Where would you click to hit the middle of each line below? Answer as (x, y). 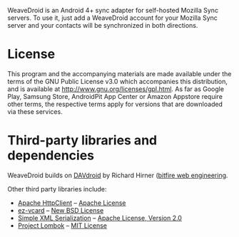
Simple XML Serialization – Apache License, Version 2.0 (100, 218)
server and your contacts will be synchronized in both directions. (103, 25)
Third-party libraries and (82, 141)
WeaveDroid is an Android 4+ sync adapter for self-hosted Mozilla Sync (113, 10)
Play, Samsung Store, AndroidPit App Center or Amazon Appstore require (115, 96)
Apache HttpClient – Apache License (72, 203)
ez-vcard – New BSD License (61, 210)
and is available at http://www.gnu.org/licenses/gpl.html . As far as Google (116, 89)
